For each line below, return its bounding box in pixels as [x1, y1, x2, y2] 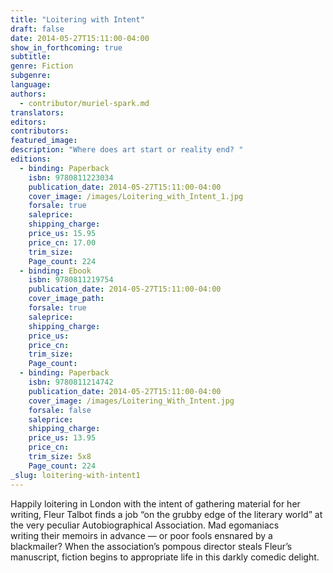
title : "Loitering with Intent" [10, 14, 145, 25]
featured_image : [10, 136, 78, 146]
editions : [10, 154, 52, 164]
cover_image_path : [28, 294, 105, 304]
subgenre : [10, 71, 52, 81]
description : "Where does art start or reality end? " [10, 145, 244, 155]
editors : [10, 117, 47, 127]
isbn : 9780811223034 [28, 172, 114, 183]
